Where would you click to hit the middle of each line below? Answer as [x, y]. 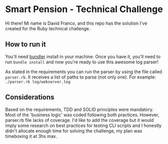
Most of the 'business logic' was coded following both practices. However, [82, 115]
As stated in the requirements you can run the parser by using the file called [83, 71]
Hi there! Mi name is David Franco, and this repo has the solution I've [76, 23]
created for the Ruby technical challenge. [48, 28]
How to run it [26, 45]
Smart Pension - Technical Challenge [84, 9]
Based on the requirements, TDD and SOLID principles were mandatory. [79, 109]
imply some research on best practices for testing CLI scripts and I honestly [83, 125]
